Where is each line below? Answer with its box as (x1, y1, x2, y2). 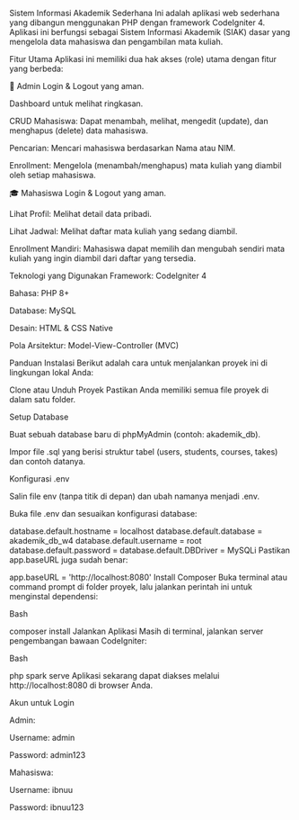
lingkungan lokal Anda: (9, 367, 94, 377)
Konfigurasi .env (9, 473, 70, 484)
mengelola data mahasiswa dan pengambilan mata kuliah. (9, 36, 224, 47)
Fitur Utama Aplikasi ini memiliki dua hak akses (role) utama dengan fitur (9, 54, 277, 64)
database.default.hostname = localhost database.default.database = (9, 526, 263, 536)
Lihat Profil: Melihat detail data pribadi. (9, 209, 153, 219)
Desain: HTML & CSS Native (9, 323, 114, 333)
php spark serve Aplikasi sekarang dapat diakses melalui (9, 671, 220, 680)
